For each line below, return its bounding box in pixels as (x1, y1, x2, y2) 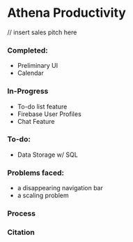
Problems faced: (7, 168, 65, 178)
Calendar (17, 69, 44, 78)
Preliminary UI (17, 62, 58, 70)
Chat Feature (17, 117, 55, 125)
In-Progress (7, 86, 49, 96)
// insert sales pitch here (7, 28, 77, 36)
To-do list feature (17, 102, 68, 111)
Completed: (7, 45, 48, 55)
